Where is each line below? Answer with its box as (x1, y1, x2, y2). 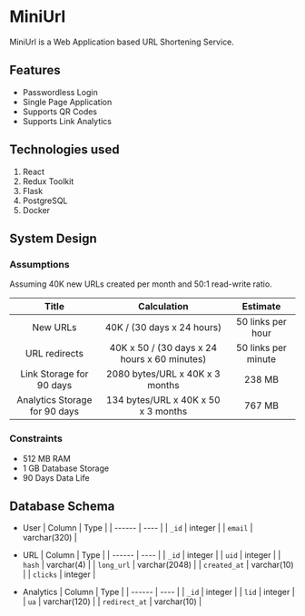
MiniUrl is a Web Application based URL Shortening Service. (9, 36, 234, 47)
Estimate (241, 300, 281, 313)
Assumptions (9, 258, 70, 270)
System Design (9, 230, 97, 246)
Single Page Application (22, 96, 113, 107)
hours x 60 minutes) (120, 353, 207, 366)
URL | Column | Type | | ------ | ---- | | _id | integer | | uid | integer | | (22, 550, 281, 561)
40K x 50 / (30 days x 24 (109, 342, 218, 355)
